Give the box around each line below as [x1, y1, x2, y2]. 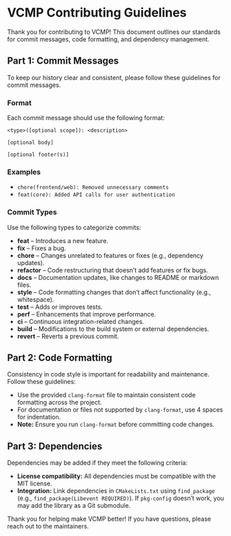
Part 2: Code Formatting [7, 352, 112, 364]
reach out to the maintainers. [7, 522, 90, 530]
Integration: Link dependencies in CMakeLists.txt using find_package [17, 487, 215, 495]
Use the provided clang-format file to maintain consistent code [17, 391, 196, 399]
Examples [7, 167, 41, 177]
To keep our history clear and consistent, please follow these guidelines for [7, 73, 221, 82]
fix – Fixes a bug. [17, 244, 67, 252]
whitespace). [17, 295, 54, 303]
